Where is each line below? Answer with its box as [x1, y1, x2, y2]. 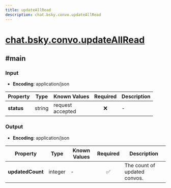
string [35, 105, 49, 112]
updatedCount [8, 168, 44, 175]
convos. [124, 174, 144, 181]
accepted [53, 108, 76, 115]
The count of [124, 162, 155, 169]
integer [48, 168, 66, 175]
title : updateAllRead [5, 7, 51, 13]
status [8, 105, 24, 112]
